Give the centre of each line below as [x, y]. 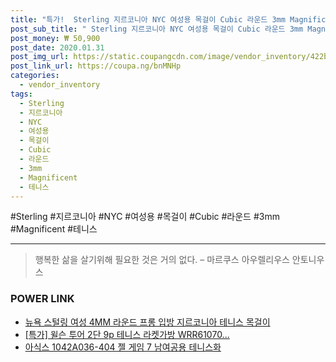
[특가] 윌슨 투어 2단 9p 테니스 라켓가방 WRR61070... [127, 334]
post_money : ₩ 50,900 [55, 38]
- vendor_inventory [60, 85]
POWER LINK [42, 299]
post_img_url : [40, 57]
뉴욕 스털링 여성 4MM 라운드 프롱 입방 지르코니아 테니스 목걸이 [147, 322]
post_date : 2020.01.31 [57, 47]
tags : [21, 94]
